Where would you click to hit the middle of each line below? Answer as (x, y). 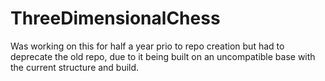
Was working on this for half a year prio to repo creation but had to (147, 46)
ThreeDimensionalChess (115, 18)
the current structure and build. (75, 67)
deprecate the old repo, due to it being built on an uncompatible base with (163, 56)
